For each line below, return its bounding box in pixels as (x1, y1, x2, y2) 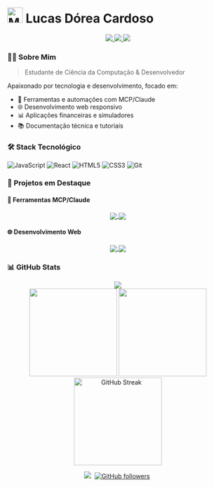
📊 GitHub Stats (7, 262, 61, 272)
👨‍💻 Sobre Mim (7, 52, 56, 62)
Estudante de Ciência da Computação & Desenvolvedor (24, 68, 185, 76)
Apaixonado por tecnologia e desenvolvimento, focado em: (7, 81, 178, 91)
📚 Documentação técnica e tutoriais (17, 121, 124, 130)
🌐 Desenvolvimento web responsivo (17, 102, 123, 112)
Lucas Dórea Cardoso (25, 11, 154, 27)
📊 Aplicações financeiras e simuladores (17, 111, 134, 119)
